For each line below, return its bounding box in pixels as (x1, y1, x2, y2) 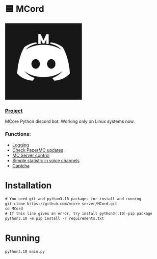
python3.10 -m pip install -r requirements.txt (5, 216, 105, 221)
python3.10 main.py (5, 249, 45, 254)
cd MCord (5, 206, 23, 212)
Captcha (12, 163, 30, 168)
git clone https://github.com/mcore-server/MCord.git (5, 201, 118, 207)
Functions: (5, 131, 31, 138)
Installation (5, 180, 52, 191)
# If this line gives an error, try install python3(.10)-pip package (5, 211, 153, 216)
